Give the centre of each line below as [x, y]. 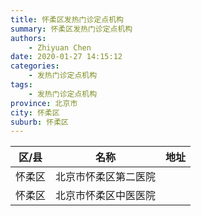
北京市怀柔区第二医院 [106, 177]
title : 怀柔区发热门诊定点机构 [67, 19]
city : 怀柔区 [35, 112]
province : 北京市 [44, 103]
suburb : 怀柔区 [39, 122]
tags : [21, 85]
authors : [28, 38]
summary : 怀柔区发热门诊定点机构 [71, 29]
